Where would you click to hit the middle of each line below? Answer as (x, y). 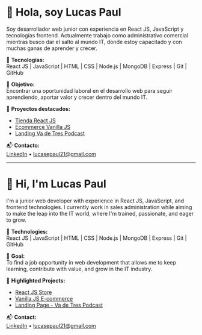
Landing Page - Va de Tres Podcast (59, 305)
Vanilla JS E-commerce (44, 298)
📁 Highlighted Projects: (36, 280)
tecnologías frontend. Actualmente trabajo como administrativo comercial (97, 35)
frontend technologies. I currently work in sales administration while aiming (99, 207)
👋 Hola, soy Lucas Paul (64, 12)
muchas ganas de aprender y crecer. (52, 48)
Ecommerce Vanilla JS (43, 127)
